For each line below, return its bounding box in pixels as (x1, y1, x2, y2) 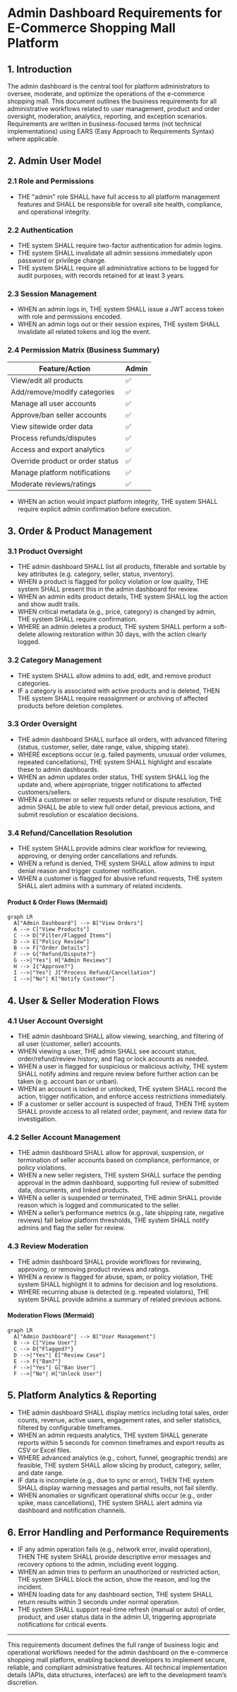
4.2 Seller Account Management (7, 1132, 121, 1142)
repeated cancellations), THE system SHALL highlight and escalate (17, 757, 212, 766)
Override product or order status (11, 456, 119, 466)
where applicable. (7, 134, 59, 143)
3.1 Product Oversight (7, 546, 83, 556)
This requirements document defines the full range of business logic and (7, 1640, 219, 1650)
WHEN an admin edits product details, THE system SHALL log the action (17, 592, 228, 601)
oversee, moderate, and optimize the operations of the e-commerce (7, 90, 205, 98)
